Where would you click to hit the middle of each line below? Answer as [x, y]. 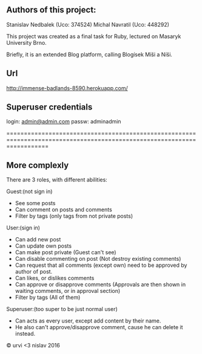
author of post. [34, 272]
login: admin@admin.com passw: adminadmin [64, 122]
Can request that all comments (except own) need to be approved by [101, 265]
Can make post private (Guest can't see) [66, 252]
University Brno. [26, 42]
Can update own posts [43, 246]
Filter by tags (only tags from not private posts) [74, 216]
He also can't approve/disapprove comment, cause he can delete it [99, 327]
